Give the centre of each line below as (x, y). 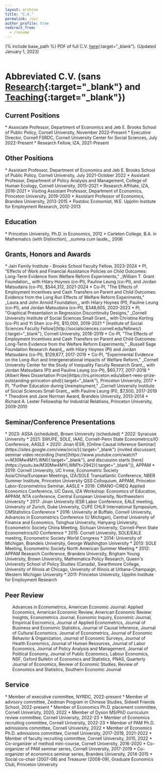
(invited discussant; (137, 449)
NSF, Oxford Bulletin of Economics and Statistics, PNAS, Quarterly (79, 659)
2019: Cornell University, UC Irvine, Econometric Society (62, 471)
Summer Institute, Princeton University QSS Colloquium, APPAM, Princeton (80, 481)
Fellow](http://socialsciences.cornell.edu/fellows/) (91, 328)
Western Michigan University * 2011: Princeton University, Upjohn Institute (79, 574)
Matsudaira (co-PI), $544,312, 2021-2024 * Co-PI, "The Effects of (71, 287)
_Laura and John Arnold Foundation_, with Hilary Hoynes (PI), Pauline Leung (82, 302)
